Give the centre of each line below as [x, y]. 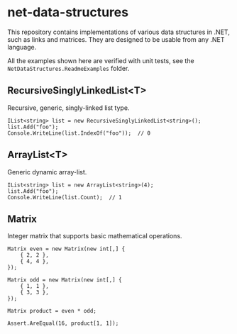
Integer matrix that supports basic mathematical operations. [95, 236]
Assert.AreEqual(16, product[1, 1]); [63, 323]
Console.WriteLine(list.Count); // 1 [65, 197]
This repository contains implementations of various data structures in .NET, [119, 32]
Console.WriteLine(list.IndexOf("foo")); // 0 [79, 133]
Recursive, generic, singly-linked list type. [68, 108]
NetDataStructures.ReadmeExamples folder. [68, 68]
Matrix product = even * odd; [52, 311]
